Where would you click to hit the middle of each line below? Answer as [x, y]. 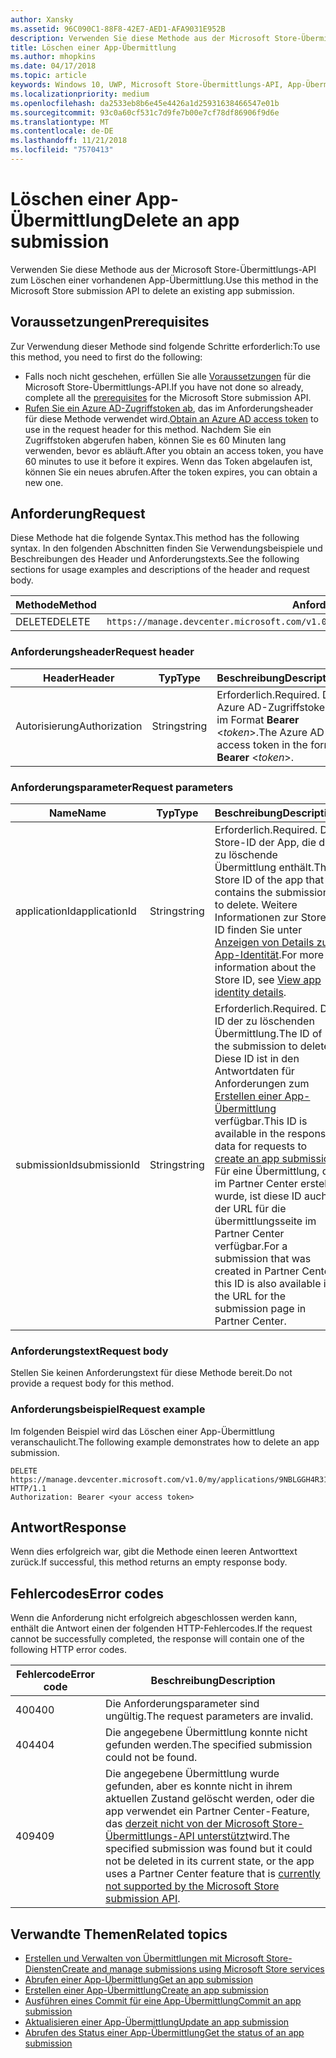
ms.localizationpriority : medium [80, 94]
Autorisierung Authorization [79, 726]
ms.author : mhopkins [53, 57]
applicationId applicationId [76, 911]
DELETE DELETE [53, 622]
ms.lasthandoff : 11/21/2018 [69, 141]
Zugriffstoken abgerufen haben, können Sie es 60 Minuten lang [155, 440]
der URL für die [250, 1209]
